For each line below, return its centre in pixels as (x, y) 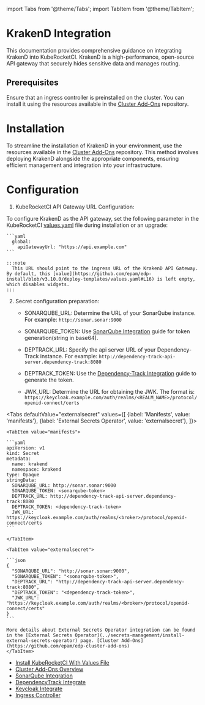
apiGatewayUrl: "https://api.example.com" (72, 247)
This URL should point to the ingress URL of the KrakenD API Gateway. (105, 268)
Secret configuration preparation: (57, 301)
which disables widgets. (38, 284)
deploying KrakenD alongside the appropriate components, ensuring (93, 158)
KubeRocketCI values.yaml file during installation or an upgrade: (87, 225)
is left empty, (176, 279)
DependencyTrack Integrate (50, 682)
